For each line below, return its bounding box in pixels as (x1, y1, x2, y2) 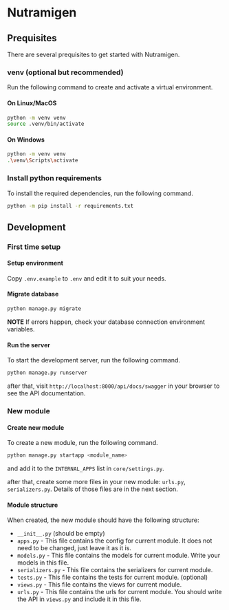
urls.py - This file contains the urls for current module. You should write (17, 588, 222, 596)
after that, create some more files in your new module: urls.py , (7, 478, 186, 486)
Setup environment (7, 259, 64, 268)
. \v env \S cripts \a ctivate (7, 157, 78, 164)
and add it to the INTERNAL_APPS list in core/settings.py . (7, 464, 165, 472)
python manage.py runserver (7, 369, 88, 376)
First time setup (7, 242, 61, 252)
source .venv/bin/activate (7, 120, 85, 128)
